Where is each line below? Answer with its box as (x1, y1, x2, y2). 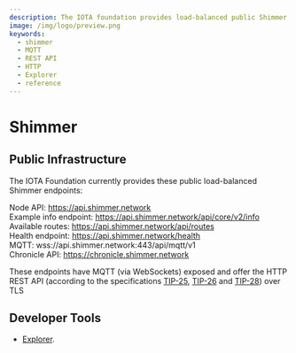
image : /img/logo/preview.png (9, 21, 121, 30)
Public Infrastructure (9, 152, 127, 167)
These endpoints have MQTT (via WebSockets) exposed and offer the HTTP (9, 266, 288, 277)
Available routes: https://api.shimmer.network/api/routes (9, 220, 214, 231)
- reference (17, 79, 62, 88)
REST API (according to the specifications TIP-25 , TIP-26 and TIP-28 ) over (9, 275, 281, 286)
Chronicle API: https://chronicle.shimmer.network (9, 249, 190, 259)
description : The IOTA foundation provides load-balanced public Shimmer (9, 12, 288, 22)
